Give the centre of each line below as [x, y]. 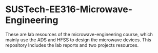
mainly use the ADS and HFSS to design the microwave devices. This [78, 40]
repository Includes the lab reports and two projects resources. [72, 45]
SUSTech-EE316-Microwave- [69, 9]
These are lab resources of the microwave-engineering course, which [79, 34]
